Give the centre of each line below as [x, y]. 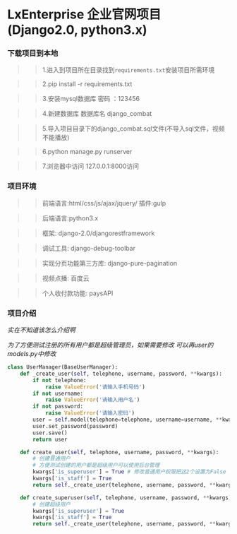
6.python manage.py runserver [87, 152]
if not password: [58, 407]
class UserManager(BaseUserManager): [63, 367]
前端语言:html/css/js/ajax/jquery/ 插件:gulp [104, 203]
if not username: [58, 393]
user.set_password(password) [75, 426]
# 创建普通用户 [51, 459]
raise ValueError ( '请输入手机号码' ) [95, 387]
